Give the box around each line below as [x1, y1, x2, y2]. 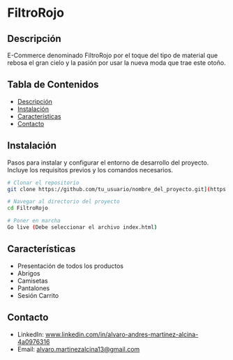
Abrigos [17, 269, 40, 277]
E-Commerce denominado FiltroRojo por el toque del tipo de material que [7, 51, 218, 59]
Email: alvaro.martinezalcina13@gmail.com [17, 345, 140, 353]
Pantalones [17, 284, 50, 292]
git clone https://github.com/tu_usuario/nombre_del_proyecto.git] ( [7, 186, 211, 193]
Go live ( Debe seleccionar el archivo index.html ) [7, 224, 158, 231]
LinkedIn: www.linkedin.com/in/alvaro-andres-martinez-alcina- [17, 330, 199, 338]
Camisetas [17, 276, 48, 285]
